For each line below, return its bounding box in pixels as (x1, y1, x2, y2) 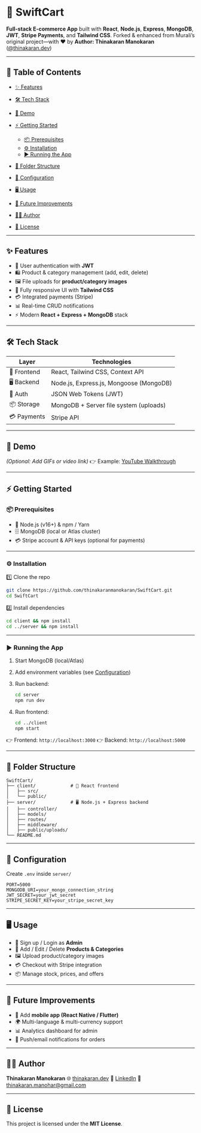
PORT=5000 (6, 882, 31, 888)
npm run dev (14, 697, 45, 703)
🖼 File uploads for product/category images (14, 278, 127, 285)
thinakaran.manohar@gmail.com (6, 1081, 87, 1089)
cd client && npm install (6, 617, 71, 624)
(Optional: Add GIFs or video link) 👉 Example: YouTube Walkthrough (6, 458, 176, 465)
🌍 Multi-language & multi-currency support (14, 1018, 123, 1025)
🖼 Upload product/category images (14, 952, 105, 959)
